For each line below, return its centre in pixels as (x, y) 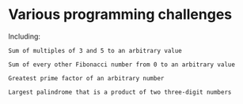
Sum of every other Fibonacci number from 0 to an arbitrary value (122, 65)
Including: (25, 36)
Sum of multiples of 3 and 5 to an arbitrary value (95, 50)
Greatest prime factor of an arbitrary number (86, 78)
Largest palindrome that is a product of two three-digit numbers (120, 92)
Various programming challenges (120, 15)
